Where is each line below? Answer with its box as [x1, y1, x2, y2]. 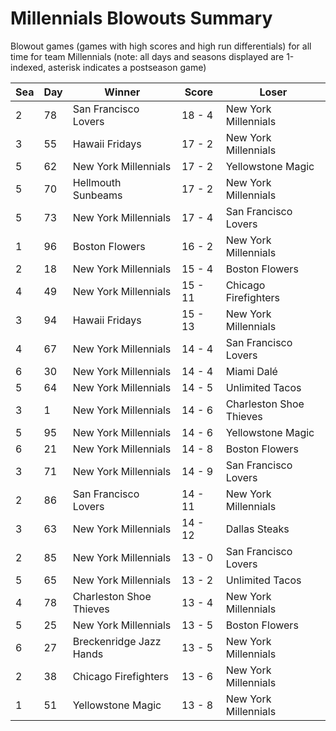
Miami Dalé [225, 364, 278, 378]
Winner [104, 85, 141, 99]
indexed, [10, 61, 47, 73]
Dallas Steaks [225, 522, 290, 536]
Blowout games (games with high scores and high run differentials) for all [10, 40, 312, 52]
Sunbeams [72, 188, 123, 202]
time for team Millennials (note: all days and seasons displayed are [10, 50, 285, 62]
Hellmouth [72, 175, 122, 189]
